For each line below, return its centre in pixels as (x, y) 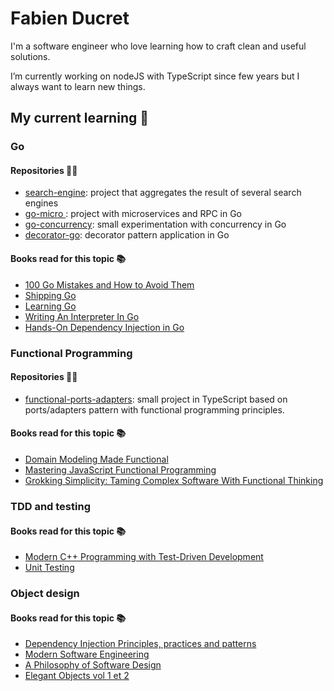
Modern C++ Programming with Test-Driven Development (144, 557)
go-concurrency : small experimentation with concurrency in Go (155, 224)
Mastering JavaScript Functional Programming (120, 469)
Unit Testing (49, 568)
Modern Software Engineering (87, 654)
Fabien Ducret (70, 18)
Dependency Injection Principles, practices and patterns (140, 644)
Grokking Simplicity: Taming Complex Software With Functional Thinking (174, 480)
